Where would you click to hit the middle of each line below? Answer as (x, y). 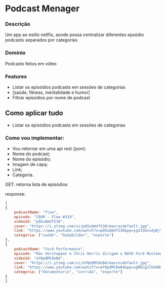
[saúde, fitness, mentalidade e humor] (51, 92)
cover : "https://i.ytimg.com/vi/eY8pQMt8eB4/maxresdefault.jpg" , (83, 263)
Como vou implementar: (35, 138)
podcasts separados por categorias (41, 40)
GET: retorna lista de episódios (36, 185)
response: (15, 194)
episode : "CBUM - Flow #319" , (45, 217)
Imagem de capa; (30, 165)
